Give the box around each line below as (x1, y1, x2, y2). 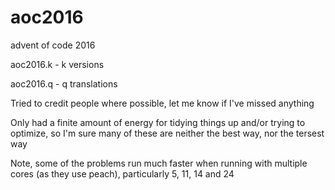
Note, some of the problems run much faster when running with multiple (10, 157, 308, 169)
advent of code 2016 (10, 39, 96, 51)
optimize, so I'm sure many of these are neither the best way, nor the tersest (10, 127, 325, 139)
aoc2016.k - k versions (10, 58, 105, 70)
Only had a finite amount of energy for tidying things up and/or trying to (10, 116, 306, 128)
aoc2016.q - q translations (10, 77, 118, 90)
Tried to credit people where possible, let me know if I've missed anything (10, 97, 315, 109)
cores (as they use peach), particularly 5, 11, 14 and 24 (10, 167, 235, 180)
